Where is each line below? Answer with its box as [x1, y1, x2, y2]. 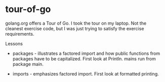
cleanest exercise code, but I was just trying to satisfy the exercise [5, 25, 144, 31]
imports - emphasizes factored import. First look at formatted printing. [12, 70, 159, 76]
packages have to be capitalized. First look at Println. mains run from [12, 55, 156, 61]
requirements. [5, 31, 34, 37]
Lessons [5, 40, 23, 46]
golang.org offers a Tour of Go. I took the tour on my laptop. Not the [5, 20, 147, 26]
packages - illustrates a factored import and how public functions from [12, 50, 160, 56]
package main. [12, 61, 44, 67]
